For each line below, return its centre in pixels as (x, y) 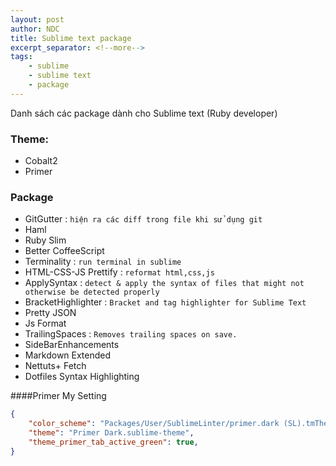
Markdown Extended (68, 355)
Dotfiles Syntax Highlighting (82, 377)
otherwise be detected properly (92, 292)
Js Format (45, 323)
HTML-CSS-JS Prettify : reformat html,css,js (119, 272)
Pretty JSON (50, 313)
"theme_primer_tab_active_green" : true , (113, 442)
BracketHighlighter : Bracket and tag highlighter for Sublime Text (165, 302)
